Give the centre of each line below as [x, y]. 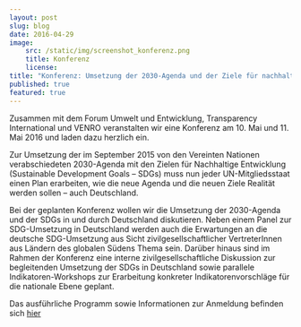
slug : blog [30, 26]
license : [42, 68]
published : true [39, 84]
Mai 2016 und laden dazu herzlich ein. [79, 137]
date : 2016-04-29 [42, 34]
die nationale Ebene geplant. [62, 286]
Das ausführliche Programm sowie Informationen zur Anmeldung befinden [146, 303]
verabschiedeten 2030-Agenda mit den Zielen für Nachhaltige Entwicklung [148, 164]
